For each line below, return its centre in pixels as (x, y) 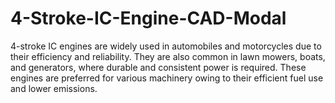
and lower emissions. (54, 88)
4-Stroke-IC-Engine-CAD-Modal (148, 18)
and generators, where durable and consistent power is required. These (158, 67)
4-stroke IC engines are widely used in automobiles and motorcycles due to (166, 46)
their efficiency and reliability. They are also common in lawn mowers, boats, (168, 56)
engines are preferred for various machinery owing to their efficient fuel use (167, 78)
